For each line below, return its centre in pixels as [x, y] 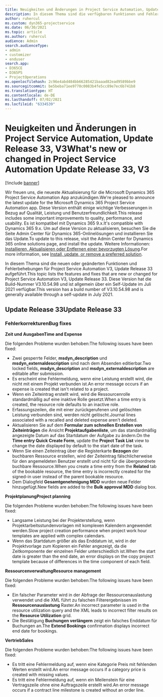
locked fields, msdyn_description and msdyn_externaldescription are [83, 368]
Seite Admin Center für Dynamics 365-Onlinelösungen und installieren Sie [79, 233]
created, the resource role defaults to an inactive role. [66, 404]
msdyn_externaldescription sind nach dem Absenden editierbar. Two [81, 363]
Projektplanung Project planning [38, 496]
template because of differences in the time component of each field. [81, 561]
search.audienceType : [27, 46]
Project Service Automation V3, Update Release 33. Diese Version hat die [78, 279]
